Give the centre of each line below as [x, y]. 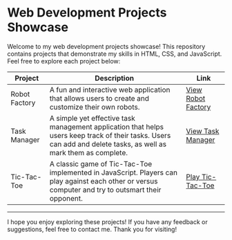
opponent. [66, 198]
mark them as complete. [89, 152]
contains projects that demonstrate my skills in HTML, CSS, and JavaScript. [115, 54]
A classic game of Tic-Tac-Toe [101, 163]
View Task [203, 131]
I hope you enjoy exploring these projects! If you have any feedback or [108, 221]
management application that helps [107, 127]
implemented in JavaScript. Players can [114, 172]
